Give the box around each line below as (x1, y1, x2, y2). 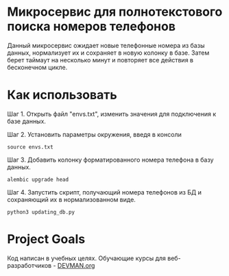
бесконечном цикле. (7, 63, 68, 71)
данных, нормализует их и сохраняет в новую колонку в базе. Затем (7, 49, 210, 57)
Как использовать (7, 87, 118, 103)
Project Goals (7, 231, 86, 247)
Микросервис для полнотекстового (7, 4, 223, 20)
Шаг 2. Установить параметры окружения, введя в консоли (7, 130, 182, 138)
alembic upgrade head (7, 176, 69, 183)
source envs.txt (7, 143, 53, 151)
